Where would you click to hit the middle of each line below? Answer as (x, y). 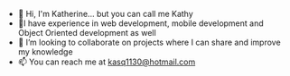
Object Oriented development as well (87, 33)
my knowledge (46, 52)
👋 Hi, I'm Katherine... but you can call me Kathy (106, 14)
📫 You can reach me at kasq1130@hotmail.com (107, 62)
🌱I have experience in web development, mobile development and (140, 23)
